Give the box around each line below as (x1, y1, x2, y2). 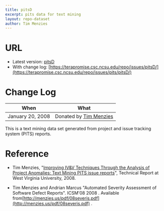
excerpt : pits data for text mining (5, 12, 81, 17)
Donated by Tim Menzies (55, 113, 113, 120)
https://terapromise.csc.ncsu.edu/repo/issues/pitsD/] (50, 64, 159, 70)
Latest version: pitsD (12, 59, 55, 65)
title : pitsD (5, 7, 32, 12)
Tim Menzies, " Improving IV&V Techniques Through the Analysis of (12, 164, 150, 171)
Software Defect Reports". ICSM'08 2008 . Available (12, 190, 119, 196)
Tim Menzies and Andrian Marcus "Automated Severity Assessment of (12, 185, 157, 191)
